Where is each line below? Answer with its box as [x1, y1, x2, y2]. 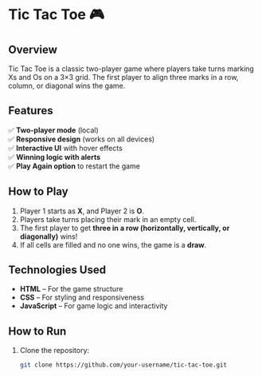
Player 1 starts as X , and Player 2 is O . [19, 206, 145, 216]
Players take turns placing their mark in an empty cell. [19, 214, 197, 224]
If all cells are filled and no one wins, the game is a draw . [19, 240, 207, 249]
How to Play [8, 185, 69, 199]
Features [8, 104, 53, 117]
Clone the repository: [19, 346, 90, 355]
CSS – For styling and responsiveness [19, 292, 145, 303]
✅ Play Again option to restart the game [8, 161, 141, 171]
